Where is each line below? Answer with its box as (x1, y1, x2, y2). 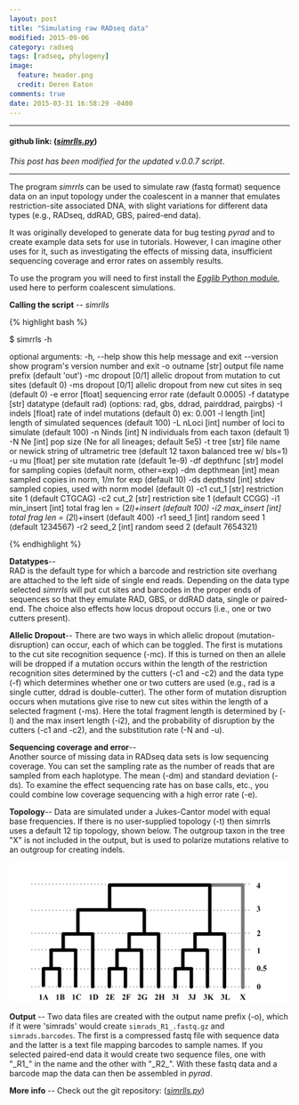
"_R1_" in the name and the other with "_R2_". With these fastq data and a (9, 1058, 278, 1068)
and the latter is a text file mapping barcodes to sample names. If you (9, 1039, 263, 1050)
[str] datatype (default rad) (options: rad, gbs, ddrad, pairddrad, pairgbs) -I (9, 398, 283, 409)
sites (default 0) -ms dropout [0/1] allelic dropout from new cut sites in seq (9, 379, 282, 390)
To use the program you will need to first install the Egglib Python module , (9, 272, 280, 283)
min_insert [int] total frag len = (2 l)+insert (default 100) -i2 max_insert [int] (9, 502, 282, 513)
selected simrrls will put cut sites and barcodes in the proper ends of (9, 584, 262, 595)
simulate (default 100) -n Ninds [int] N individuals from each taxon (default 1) (9, 427, 290, 437)
